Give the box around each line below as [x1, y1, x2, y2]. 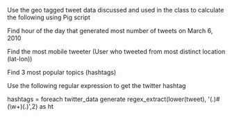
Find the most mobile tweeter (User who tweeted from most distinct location [7, 48, 226, 55]
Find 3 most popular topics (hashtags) [7, 69, 117, 76]
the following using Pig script [7, 13, 90, 21]
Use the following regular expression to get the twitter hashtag [7, 82, 186, 89]
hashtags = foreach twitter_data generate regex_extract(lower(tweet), [7, 95, 207, 103]
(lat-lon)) [7, 55, 33, 63]
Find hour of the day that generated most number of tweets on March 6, [7, 27, 213, 35]
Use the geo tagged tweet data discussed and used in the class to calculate [7, 6, 224, 14]
